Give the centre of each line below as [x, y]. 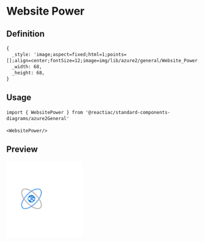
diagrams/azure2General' [38, 118]
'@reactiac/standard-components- [128, 112]
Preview [22, 150]
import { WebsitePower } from [45, 112]
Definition [25, 34]
